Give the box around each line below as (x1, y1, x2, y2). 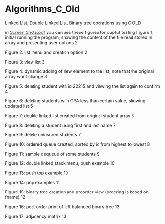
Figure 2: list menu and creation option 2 (5, 49, 88, 55)
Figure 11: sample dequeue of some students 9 (5, 151, 100, 157)
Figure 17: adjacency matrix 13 (5, 213, 66, 219)
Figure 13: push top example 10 (5, 170, 68, 176)
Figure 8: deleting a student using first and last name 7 (5, 122, 116, 128)
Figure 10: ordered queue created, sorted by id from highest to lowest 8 (5, 141, 150, 147)
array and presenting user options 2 (5, 39, 78, 45)
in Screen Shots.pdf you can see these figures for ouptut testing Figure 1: (5, 29, 154, 35)
